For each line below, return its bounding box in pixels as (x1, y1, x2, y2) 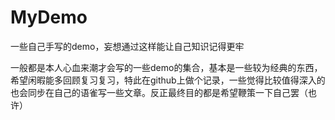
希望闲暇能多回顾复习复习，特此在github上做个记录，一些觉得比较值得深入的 (10, 74, 326, 86)
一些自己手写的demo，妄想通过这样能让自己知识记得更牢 (10, 40, 245, 52)
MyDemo (10, 6, 88, 29)
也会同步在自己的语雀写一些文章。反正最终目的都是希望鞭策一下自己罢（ (10, 86, 308, 98)
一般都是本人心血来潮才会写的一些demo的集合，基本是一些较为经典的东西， (10, 61, 323, 73)
